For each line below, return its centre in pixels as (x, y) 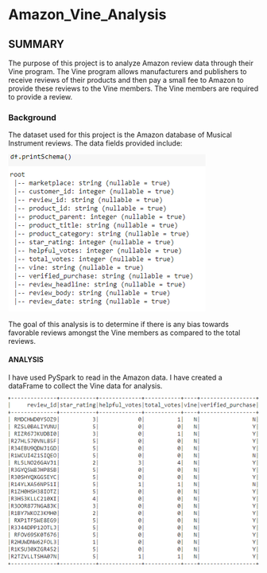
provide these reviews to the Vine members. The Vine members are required (133, 88)
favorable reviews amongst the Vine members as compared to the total (124, 333)
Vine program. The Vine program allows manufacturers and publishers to (128, 72)
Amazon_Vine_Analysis (87, 15)
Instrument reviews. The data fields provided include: (95, 143)
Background (33, 117)
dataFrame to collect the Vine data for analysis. (85, 386)
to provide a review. (41, 97)
